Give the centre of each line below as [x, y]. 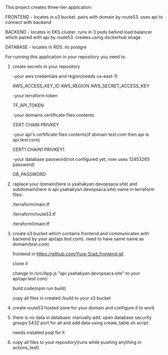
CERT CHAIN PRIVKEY [36, 125]
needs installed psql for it [39, 332]
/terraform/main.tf [31, 204]
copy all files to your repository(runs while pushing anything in [77, 342]
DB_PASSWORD [29, 174]
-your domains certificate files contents [53, 115]
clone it [20, 263]
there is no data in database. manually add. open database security [82, 317]
